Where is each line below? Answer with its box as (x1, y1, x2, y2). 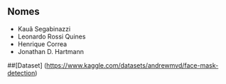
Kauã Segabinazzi (17, 24, 71, 33)
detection (7, 68, 36, 77)
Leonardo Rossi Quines (17, 32, 86, 41)
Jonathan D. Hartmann (17, 47, 84, 56)
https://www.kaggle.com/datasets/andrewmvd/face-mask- (45, 61, 219, 70)
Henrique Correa (17, 39, 68, 48)
